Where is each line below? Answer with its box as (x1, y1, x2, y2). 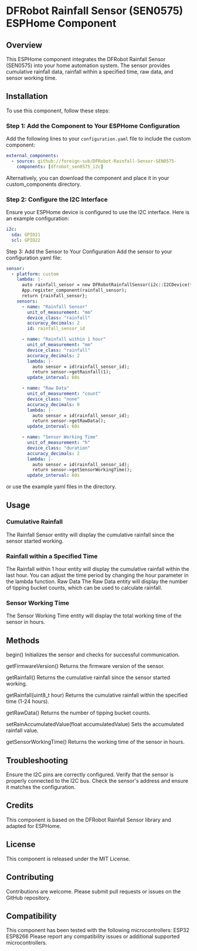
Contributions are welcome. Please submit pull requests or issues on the (6, 887, 181, 895)
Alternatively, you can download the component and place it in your (6, 174, 169, 181)
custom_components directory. (6, 181, 81, 188)
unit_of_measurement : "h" (27, 440, 91, 445)
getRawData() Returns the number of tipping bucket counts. (6, 709, 151, 716)
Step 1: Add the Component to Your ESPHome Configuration (6, 122, 180, 130)
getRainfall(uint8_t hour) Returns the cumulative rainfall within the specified (6, 691, 188, 699)
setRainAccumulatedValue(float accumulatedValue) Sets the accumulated (6, 721, 184, 728)
